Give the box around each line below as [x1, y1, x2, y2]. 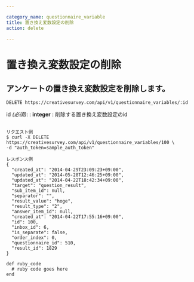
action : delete [6, 25, 44, 31]
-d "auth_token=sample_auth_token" [6, 145, 95, 151]
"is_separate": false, [11, 229, 68, 236]
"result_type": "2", [11, 204, 63, 210]
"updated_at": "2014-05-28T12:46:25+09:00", [11, 172, 124, 178]
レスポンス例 [6, 157, 33, 163]
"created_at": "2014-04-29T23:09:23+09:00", [11, 167, 124, 173]
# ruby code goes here [11, 266, 68, 272]
